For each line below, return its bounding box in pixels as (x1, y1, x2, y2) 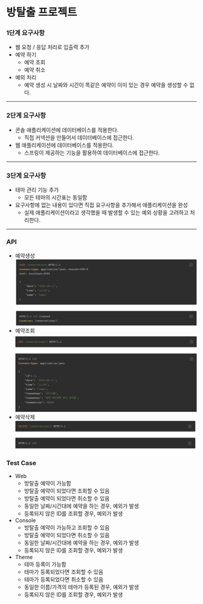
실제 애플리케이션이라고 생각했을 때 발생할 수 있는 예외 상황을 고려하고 (24, 209, 189, 216)
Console (14, 517, 36, 524)
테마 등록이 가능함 (24, 561, 66, 568)
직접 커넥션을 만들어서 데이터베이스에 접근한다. (24, 134, 134, 141)
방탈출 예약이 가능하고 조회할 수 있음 (24, 524, 110, 531)
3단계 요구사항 (6, 171, 47, 179)
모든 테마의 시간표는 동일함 (24, 194, 88, 201)
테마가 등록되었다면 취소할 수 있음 (24, 576, 104, 583)
